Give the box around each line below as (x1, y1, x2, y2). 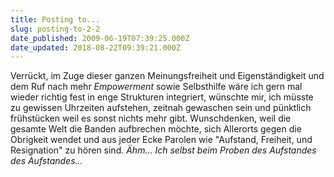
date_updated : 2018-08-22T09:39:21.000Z (10, 42, 182, 53)
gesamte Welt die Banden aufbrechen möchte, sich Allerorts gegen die (10, 123, 302, 135)
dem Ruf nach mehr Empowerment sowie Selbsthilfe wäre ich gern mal (10, 81, 303, 93)
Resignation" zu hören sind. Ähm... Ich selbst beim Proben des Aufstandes (10, 144, 317, 156)
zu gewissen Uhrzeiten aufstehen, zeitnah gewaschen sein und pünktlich (10, 102, 312, 114)
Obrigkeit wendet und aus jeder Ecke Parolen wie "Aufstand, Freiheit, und (10, 134, 313, 146)
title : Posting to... (10, 14, 101, 25)
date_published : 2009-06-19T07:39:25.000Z (10, 33, 190, 43)
